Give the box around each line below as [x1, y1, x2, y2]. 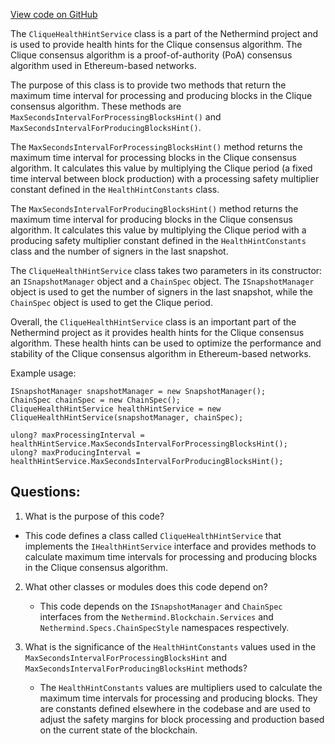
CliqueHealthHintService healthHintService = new [10, 404, 222, 414]
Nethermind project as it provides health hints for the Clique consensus [10, 327, 305, 338]
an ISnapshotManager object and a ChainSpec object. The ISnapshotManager [10, 275, 315, 287]
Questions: [10, 484, 81, 501]
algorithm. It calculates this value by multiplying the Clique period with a [10, 224, 307, 236]
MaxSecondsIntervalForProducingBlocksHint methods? [24, 662, 248, 674]
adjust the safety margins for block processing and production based [39, 713, 325, 725]
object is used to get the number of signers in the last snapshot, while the [10, 286, 313, 298]
